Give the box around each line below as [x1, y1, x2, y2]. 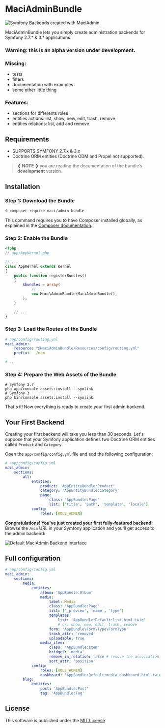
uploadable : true [49, 636, 84, 641]
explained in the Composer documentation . [5, 222, 92, 228]
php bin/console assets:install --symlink [5, 395, 93, 400]
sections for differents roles [12, 110, 68, 116]
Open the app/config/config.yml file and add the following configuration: [5, 451, 153, 457]
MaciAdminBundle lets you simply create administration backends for [5, 29, 146, 35]
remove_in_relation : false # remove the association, [49, 654, 162, 659]
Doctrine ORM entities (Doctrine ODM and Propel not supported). [12, 154, 144, 159]
